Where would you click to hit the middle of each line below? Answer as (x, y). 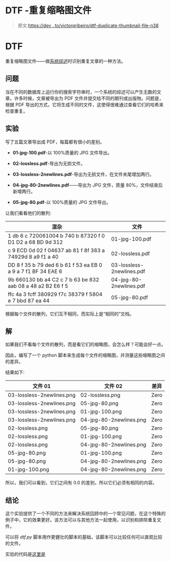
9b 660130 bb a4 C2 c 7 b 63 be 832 (53, 279)
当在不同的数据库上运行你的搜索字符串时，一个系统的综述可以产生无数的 (81, 92)
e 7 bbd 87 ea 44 (29, 301)
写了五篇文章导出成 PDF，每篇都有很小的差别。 (55, 142)
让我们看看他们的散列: (28, 213)
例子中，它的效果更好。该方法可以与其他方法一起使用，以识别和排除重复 (81, 520)
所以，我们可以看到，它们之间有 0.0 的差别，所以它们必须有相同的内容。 (81, 483)
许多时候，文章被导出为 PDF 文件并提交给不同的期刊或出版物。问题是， (89, 98)
